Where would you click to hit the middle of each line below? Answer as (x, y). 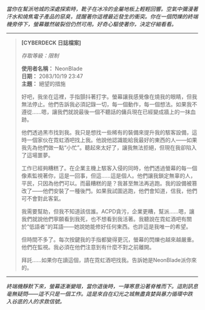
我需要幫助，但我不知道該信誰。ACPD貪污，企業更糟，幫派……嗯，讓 (108, 211)
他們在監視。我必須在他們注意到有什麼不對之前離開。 (88, 247)
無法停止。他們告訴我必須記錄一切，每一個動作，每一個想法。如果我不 (109, 104)
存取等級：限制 (40, 56)
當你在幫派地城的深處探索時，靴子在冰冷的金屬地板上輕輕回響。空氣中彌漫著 (102, 9)
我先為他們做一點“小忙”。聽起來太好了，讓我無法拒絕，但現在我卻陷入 (109, 147)
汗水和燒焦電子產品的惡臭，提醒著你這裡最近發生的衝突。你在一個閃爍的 (97, 16)
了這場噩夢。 (37, 155)
